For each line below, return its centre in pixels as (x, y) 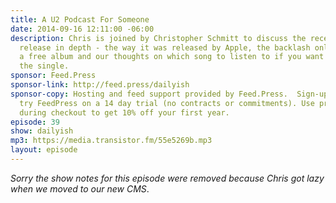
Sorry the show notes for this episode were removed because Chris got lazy (167, 178)
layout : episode (44, 150)
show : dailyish (42, 131)
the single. (44, 66)
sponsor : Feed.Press (53, 76)
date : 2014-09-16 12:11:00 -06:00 (82, 29)
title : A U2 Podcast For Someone (80, 19)
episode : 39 (35, 122)
